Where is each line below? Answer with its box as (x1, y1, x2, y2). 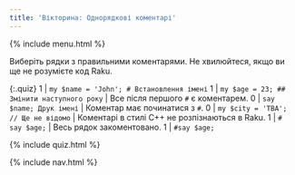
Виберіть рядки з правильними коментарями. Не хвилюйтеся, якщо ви (9, 55, 285, 66)
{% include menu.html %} (9, 38, 106, 49)
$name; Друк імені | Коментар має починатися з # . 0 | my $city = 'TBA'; (9, 102, 288, 113)
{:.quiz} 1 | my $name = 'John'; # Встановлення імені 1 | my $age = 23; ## (9, 83, 286, 93)
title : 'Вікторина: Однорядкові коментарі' (9, 13, 177, 23)
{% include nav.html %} (9, 156, 98, 168)
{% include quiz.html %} (9, 139, 101, 150)
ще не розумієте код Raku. (9, 65, 113, 76)
